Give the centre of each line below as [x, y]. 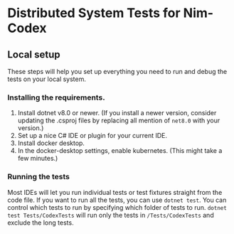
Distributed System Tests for [94, 13]
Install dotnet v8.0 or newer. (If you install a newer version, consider [117, 113]
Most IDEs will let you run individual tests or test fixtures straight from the [115, 192]
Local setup [34, 54]
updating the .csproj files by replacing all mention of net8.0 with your [119, 121]
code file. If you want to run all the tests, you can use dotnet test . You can [117, 200]
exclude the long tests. [41, 223]
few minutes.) [38, 159]
